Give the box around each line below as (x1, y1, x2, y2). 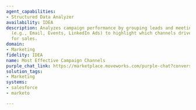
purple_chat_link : (6, 63, 51, 69)
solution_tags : (6, 68, 43, 74)
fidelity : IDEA (6, 52, 43, 58)
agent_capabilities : (6, 8, 57, 15)
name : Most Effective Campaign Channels (6, 57, 106, 63)
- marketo (6, 90, 30, 96)
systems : (6, 80, 27, 85)
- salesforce (6, 85, 38, 91)
